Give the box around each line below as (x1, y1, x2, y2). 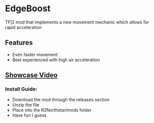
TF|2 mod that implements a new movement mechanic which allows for (5, 19, 150, 25)
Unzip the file (12, 102, 40, 108)
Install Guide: (5, 86, 38, 93)
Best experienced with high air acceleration (12, 57, 101, 63)
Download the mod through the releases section (12, 97, 110, 103)
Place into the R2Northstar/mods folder (12, 107, 92, 113)
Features (5, 39, 33, 47)
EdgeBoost (5, 3, 51, 14)
